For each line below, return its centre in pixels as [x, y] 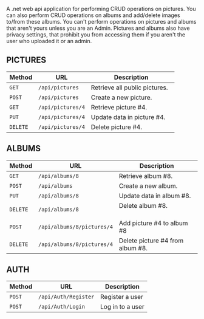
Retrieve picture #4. [119, 107]
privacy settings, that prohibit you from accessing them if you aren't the [96, 35]
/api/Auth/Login [62, 307]
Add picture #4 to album [153, 223]
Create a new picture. [121, 97]
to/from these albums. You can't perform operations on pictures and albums [101, 22]
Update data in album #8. [155, 196]
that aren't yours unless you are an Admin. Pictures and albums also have [98, 28]
